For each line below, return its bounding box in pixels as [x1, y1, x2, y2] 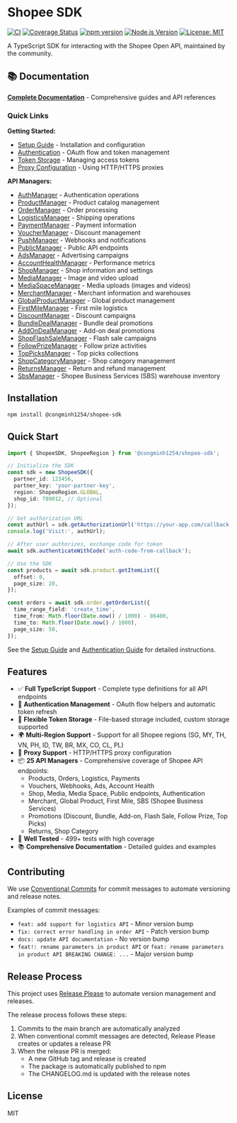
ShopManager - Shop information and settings [17, 266, 154, 275]
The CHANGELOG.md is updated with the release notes [28, 1069, 190, 1078]
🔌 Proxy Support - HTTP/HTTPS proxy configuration [17, 748, 172, 757]
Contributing [7, 865, 65, 877]
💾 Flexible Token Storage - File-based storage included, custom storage [17, 715, 230, 724]
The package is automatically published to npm [28, 1062, 166, 1070]
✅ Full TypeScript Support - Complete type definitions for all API [17, 684, 207, 693]
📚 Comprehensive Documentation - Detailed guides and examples [17, 843, 216, 851]
